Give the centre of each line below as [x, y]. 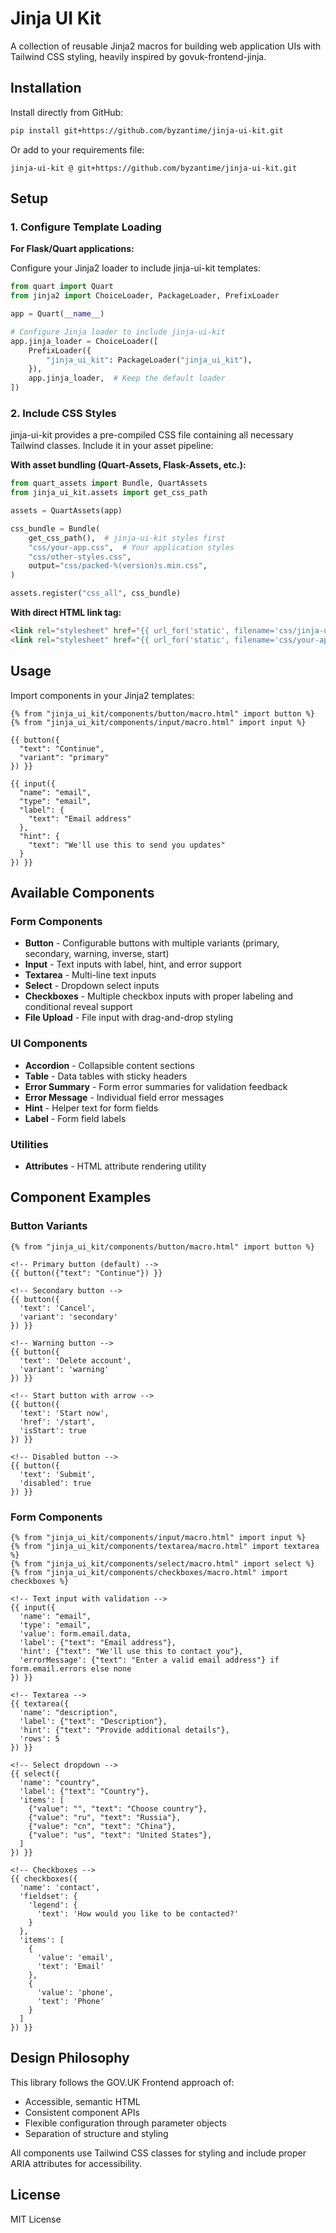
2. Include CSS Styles [63, 413]
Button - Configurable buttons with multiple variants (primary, [152, 943]
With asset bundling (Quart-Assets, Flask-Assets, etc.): [128, 465]
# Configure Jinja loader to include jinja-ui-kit [118, 332]
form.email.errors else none [71, 1668]
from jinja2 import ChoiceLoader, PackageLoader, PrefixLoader [145, 296]
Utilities [29, 1144]
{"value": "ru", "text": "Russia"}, [105, 1817]
